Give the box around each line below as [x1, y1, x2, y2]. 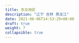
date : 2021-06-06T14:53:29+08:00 [5, 16, 75, 21]
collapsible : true [5, 30, 43, 35]
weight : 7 [5, 26, 26, 31]
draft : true [5, 21, 30, 26]
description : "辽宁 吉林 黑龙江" [5, 12, 69, 17]
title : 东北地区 [5, 7, 36, 12]
